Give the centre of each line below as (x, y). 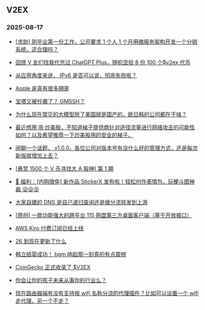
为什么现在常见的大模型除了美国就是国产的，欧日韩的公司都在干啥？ (101, 114)
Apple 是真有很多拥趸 (42, 88)
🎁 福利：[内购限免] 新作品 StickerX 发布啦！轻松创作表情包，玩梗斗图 (102, 181)
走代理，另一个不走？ (42, 301)
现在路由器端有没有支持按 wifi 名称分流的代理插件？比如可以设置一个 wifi (107, 293)
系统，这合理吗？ (37, 49)
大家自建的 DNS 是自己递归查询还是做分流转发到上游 (81, 202)
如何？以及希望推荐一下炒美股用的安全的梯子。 (74, 135)
